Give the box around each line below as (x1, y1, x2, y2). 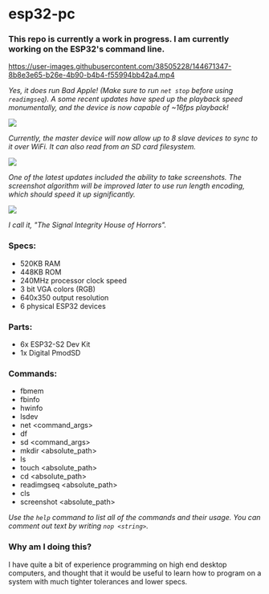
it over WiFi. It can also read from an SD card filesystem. (8, 142, 197, 152)
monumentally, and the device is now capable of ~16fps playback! (8, 103, 229, 112)
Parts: (8, 321, 33, 332)
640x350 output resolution (19, 292, 109, 302)
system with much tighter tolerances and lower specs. (8, 576, 188, 586)
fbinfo (19, 395, 40, 405)
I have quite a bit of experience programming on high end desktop (8, 559, 227, 569)
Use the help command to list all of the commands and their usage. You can (8, 513, 261, 523)
